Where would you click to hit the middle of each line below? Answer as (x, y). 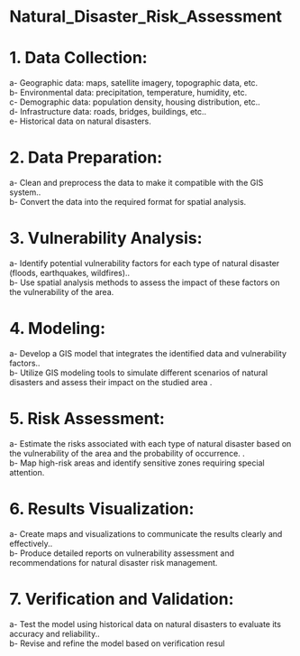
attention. (27, 472)
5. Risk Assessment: (87, 419)
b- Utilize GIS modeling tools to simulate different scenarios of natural (139, 373)
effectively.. (31, 543)
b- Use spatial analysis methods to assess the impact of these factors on (145, 282)
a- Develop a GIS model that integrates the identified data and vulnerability (148, 353)
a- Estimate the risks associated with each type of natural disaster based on (150, 443)
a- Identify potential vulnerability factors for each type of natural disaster (145, 263)
